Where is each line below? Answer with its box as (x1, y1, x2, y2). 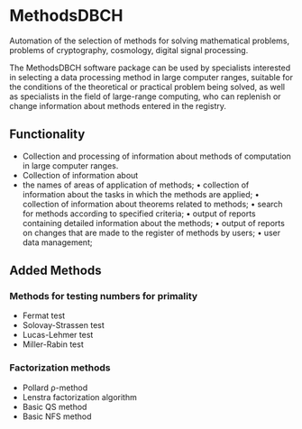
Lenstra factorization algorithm (22, 391, 137, 402)
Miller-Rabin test (22, 339, 84, 350)
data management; (22, 236, 93, 248)
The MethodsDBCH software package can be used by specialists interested (9, 62, 291, 73)
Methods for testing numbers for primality (9, 290, 198, 303)
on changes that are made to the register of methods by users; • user (22, 227, 281, 238)
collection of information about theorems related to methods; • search (22, 198, 283, 209)
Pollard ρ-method (22, 382, 88, 393)
